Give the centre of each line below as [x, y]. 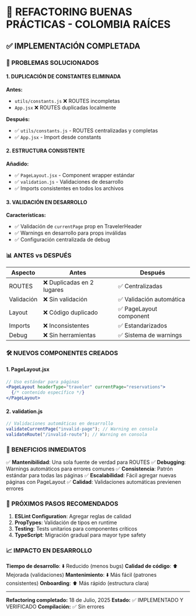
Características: [26, 215]
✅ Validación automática [152, 300]
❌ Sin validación [65, 300]
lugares [53, 290]
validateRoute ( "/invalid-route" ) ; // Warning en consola [77, 434]
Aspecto [23, 273]
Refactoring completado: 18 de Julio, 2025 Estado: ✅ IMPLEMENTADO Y [95, 600]
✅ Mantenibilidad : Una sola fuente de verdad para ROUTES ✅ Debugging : [96, 462]
